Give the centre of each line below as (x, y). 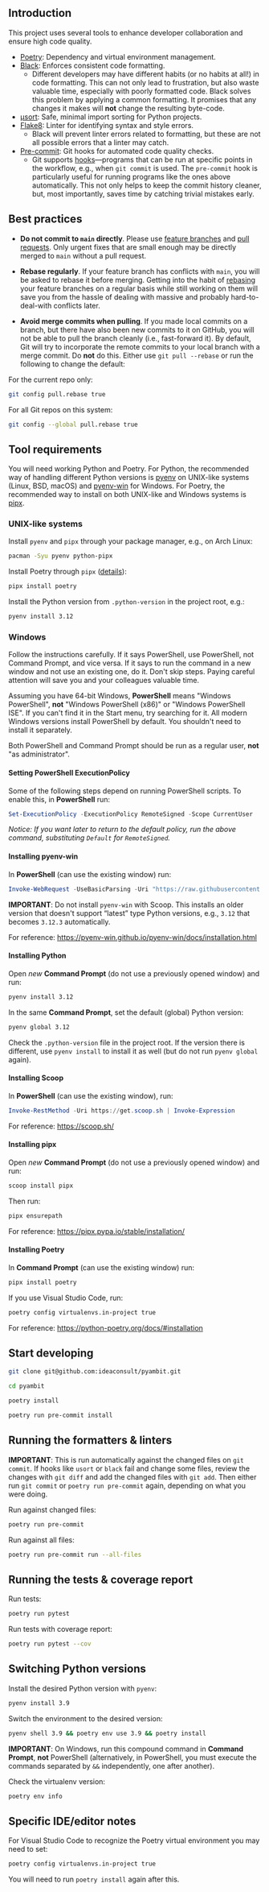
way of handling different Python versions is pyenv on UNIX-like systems (129, 478)
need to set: (28, 1849)
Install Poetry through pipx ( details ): (67, 572)
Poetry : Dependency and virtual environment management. (118, 56)
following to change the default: (73, 364)
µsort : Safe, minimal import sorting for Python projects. (111, 117)
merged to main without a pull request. (83, 255)
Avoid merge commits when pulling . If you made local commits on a (134, 321)
